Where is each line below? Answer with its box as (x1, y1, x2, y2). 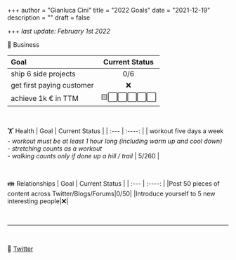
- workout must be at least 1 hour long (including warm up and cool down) (7, 137, 223, 145)
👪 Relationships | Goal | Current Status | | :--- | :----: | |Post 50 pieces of (7, 179, 220, 188)
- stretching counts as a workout (7, 144, 103, 153)
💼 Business (7, 41, 40, 48)
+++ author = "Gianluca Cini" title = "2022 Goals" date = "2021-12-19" (7, 6, 211, 14)
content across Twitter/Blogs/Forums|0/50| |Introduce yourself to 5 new (7, 189, 216, 198)
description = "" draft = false (7, 13, 91, 22)
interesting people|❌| (7, 197, 69, 205)
